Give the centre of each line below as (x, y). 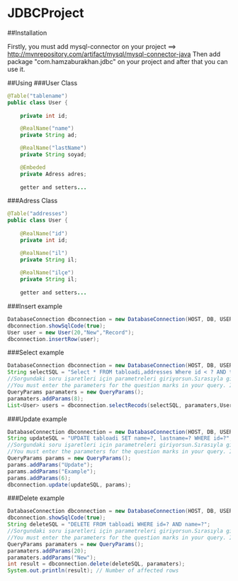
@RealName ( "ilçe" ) (47, 273)
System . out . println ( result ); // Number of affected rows (93, 571)
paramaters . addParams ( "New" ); (52, 558)
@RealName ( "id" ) (44, 234)
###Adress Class (33, 201)
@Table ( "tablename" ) (38, 96)
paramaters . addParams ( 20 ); (47, 551)
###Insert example (35, 306)
